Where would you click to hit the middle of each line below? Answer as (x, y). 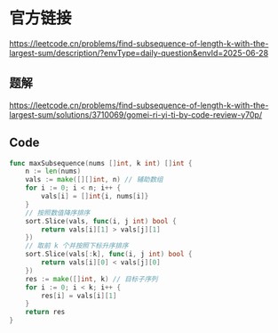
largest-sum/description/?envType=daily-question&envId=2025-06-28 (139, 53)
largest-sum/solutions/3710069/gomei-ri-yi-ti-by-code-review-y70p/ (136, 114)
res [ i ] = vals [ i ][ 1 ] (79, 296)
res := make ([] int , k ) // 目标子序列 (91, 279)
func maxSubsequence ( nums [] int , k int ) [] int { (101, 163)
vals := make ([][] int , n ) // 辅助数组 (94, 180)
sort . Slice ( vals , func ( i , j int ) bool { (101, 221)
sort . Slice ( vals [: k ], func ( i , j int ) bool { (109, 255)
